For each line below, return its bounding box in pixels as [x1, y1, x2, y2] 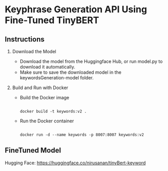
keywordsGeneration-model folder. [19, 75, 94, 80]
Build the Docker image [19, 95, 70, 100]
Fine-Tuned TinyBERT [5, 14, 99, 26]
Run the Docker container [19, 118, 74, 124]
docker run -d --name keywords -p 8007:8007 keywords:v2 [19, 132, 144, 137]
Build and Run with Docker [12, 84, 69, 91]
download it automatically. [19, 64, 75, 70]
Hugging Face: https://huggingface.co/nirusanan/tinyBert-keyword [5, 160, 146, 166]
